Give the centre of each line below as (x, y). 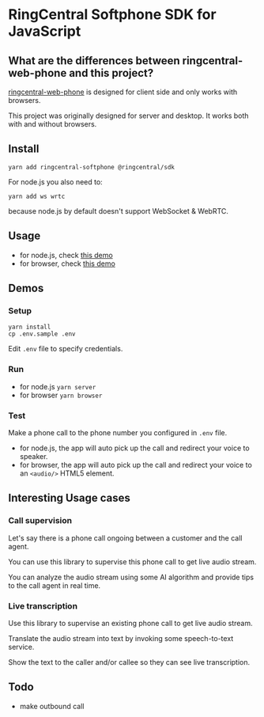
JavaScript (45, 31)
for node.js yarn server (58, 386)
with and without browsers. (53, 124)
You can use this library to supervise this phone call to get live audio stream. (132, 561)
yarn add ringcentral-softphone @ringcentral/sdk (92, 167)
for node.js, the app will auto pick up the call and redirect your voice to (135, 448)
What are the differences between (94, 61)
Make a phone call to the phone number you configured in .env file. (118, 432)
